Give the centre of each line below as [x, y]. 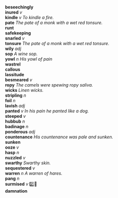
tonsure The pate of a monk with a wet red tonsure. [57, 43]
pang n [12, 178]
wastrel [13, 64]
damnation [16, 191]
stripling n [16, 95]
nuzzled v [15, 158]
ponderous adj [20, 132]
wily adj [13, 49]
